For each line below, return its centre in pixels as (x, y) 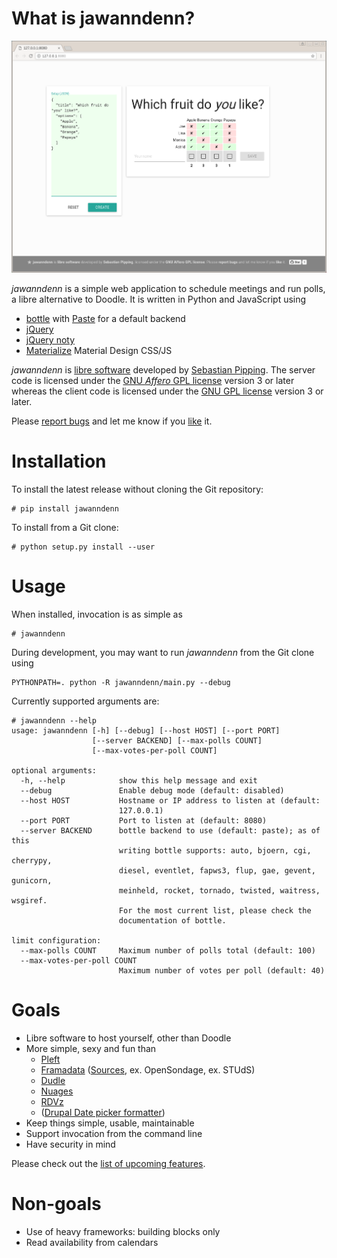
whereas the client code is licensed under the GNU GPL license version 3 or (167, 391)
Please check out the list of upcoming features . (108, 1163)
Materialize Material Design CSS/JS (99, 350)
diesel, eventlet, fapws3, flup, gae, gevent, (217, 870)
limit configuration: (56, 940)
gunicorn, (32, 880)
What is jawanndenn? (103, 18)
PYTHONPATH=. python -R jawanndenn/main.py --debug (121, 682)
